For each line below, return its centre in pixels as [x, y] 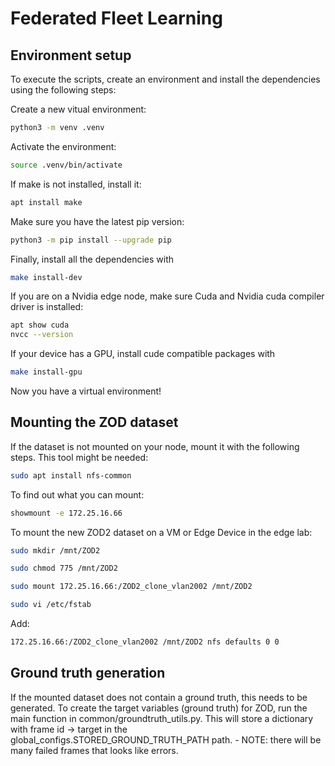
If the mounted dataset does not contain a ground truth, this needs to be [159, 697]
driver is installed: [47, 307]
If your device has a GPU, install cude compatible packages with [143, 354]
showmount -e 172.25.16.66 [66, 513]
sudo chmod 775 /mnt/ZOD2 [64, 568]
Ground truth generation [88, 673]
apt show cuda [40, 325]
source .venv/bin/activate [66, 165]
